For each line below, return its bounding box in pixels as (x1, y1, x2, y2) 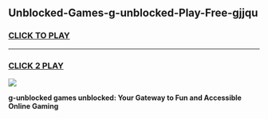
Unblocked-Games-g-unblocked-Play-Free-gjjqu (8, 6, 258, 20)
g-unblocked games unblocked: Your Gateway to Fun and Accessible (8, 93, 242, 102)
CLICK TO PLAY (8, 30, 70, 41)
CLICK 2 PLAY (8, 59, 64, 71)
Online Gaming (8, 101, 59, 110)
